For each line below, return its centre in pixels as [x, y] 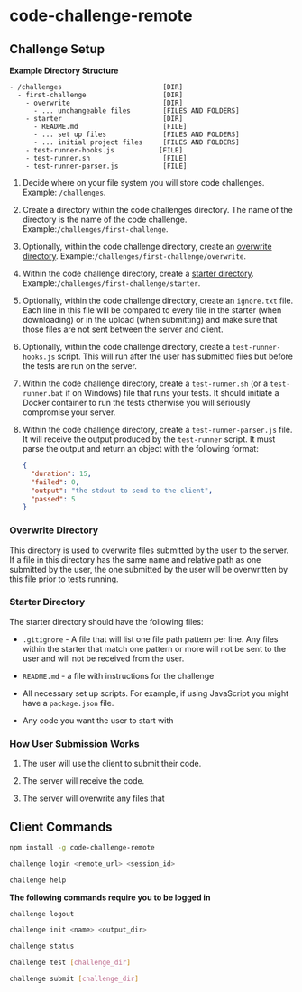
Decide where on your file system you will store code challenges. [143, 183]
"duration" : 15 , [61, 473]
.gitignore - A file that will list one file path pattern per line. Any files [150, 639]
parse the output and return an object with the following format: [140, 449]
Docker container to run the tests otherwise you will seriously [136, 403]
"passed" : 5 [53, 499]
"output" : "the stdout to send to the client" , [122, 491]
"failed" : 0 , [55, 482]
